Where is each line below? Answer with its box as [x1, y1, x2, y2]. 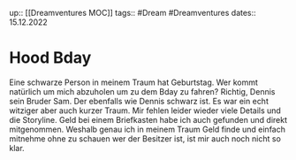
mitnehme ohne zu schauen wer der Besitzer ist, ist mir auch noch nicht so [9, 133, 281, 144]
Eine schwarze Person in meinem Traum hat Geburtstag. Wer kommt [9, 77, 259, 88]
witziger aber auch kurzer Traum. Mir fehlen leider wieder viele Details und [9, 105, 281, 116]
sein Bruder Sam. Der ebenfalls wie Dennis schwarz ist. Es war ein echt [9, 95, 269, 106]
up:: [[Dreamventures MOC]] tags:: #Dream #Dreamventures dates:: [9, 8, 256, 18]
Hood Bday [9, 48, 92, 68]
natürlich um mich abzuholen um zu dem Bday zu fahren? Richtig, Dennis [9, 86, 276, 96]
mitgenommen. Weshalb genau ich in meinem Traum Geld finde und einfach [9, 124, 285, 134]
